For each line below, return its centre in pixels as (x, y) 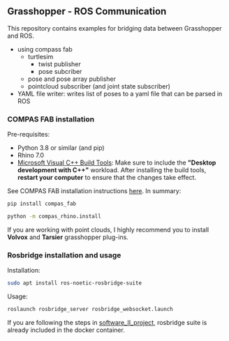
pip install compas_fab (42, 204)
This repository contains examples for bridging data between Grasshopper (114, 28)
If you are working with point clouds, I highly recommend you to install (108, 229)
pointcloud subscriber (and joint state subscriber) (99, 86)
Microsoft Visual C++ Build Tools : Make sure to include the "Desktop (117, 162)
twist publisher (60, 64)
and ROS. (21, 36)
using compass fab (45, 49)
